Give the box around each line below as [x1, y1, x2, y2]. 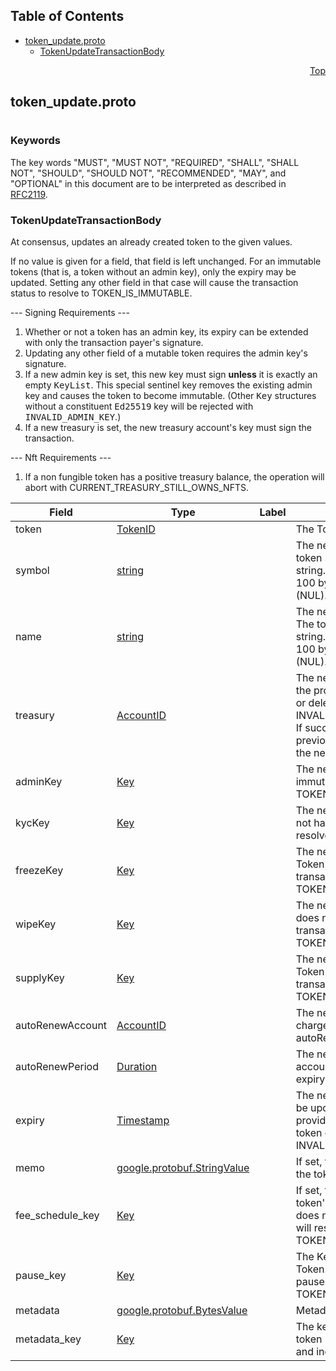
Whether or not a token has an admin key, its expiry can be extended [24, 326, 309, 338]
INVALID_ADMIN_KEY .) [24, 411, 122, 423]
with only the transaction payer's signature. [24, 337, 204, 349]
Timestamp [116, 1114, 170, 1128]
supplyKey [15, 971, 65, 985]
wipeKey [15, 917, 57, 931]
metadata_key [15, 1332, 82, 1346]
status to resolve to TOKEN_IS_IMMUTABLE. [10, 287, 193, 299]
